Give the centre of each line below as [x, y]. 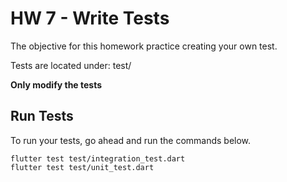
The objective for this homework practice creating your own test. [144, 46]
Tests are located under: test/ [71, 65]
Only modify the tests [56, 84]
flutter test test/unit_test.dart [82, 167]
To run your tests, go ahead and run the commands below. [131, 140]
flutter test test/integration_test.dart [98, 158]
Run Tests [42, 116]
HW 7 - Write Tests [90, 18]
